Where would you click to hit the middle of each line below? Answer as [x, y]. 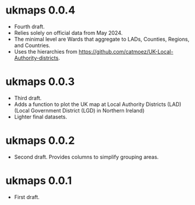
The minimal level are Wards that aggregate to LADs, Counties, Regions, [102, 39]
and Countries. [32, 45]
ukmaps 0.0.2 [40, 140]
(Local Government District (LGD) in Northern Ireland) [79, 110]
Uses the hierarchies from [46, 51]
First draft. [27, 197]
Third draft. [28, 98]
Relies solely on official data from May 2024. [68, 32]
